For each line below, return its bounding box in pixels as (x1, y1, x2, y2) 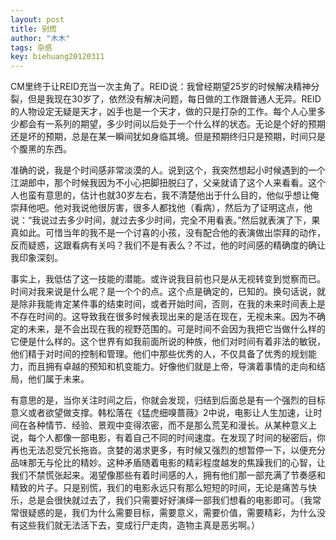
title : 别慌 (10, 24, 57, 34)
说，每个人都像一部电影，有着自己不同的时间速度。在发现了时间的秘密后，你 (10, 432, 326, 444)
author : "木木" (10, 33, 71, 43)
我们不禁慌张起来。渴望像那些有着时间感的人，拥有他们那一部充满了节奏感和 (10, 469, 326, 481)
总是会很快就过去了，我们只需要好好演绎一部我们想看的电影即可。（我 (27, 494, 313, 506)
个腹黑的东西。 (10, 143, 72, 155)
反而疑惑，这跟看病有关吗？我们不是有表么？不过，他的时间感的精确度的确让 (10, 239, 326, 251)
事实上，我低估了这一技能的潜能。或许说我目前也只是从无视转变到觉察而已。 (10, 273, 326, 285)
